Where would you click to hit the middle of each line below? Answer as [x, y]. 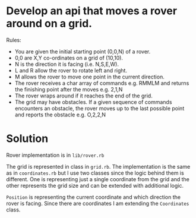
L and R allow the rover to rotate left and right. [71, 70]
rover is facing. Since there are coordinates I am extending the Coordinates [98, 203]
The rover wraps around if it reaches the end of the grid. [83, 96]
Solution [27, 139]
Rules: [14, 40]
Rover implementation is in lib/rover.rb [55, 155]
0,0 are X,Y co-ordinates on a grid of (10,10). [69, 58]
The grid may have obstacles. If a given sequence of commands [93, 102]
